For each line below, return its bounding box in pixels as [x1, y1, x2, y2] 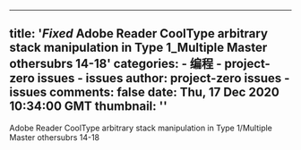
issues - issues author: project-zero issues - [37, 71, 290, 86]
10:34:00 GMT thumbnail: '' [9, 99, 168, 114]
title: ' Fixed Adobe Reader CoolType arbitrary [9, 26, 269, 41]
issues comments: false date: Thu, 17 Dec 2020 [9, 85, 279, 100]
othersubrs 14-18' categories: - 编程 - [9, 56, 222, 71]
